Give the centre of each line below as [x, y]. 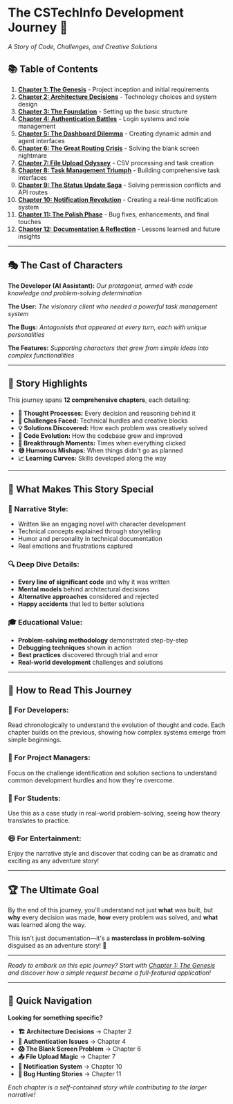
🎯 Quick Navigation [50, 1001]
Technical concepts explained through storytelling [89, 531]
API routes [32, 192]
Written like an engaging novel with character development [102, 524]
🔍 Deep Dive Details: [44, 564]
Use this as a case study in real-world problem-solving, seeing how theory [114, 813]
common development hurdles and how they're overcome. [91, 780]
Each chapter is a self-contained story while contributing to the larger [108, 1087]
